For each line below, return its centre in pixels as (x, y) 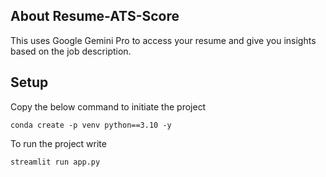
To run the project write (58, 143)
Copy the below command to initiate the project (108, 106)
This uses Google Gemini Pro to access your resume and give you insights (163, 40)
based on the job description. (71, 51)
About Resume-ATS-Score (95, 16)
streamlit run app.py (55, 162)
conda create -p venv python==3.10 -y (91, 125)
